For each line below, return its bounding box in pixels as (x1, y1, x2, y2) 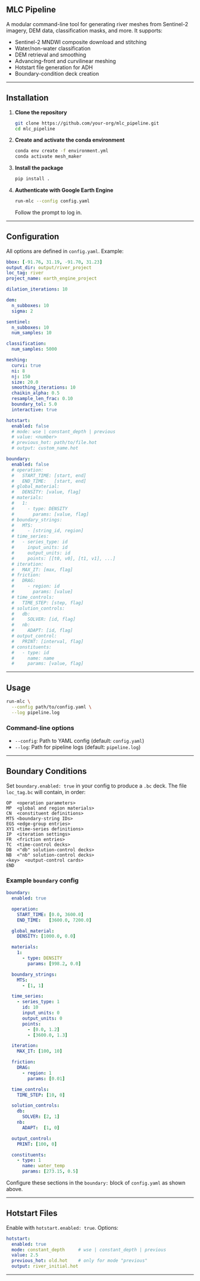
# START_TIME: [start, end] (11, 473, 86, 479)
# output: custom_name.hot (11, 445, 79, 451)
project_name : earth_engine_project (6, 276, 97, 282)
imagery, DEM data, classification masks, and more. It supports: (6, 27, 162, 34)
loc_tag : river (6, 270, 44, 276)
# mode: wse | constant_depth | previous (11, 429, 116, 435)
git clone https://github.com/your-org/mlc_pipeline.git (14, 120, 160, 126)
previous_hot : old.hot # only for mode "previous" (11, 1258, 148, 1264)
